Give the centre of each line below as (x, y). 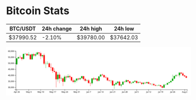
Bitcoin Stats (38, 11)
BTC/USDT (23, 29)
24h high (91, 29)
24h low (124, 29)
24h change (57, 29)
